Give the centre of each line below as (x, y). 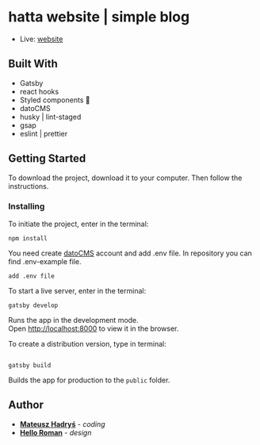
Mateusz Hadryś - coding (62, 424)
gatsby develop (33, 305)
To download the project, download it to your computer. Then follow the (125, 178)
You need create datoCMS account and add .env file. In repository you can (130, 253)
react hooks (39, 91)
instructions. (29, 186)
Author (26, 405)
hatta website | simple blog (99, 17)
